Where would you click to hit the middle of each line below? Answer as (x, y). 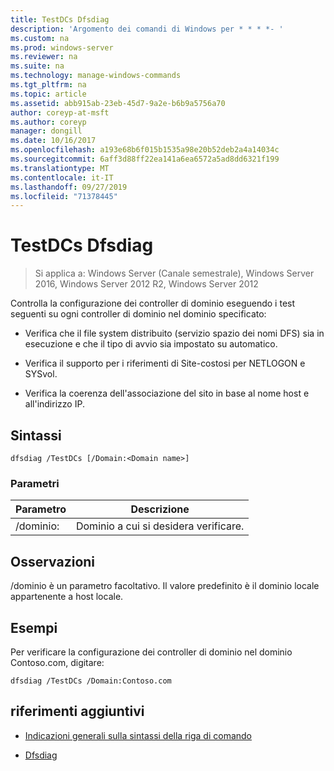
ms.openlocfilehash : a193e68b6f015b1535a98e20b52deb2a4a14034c (145, 150)
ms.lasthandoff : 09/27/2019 (69, 187)
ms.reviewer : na (44, 57)
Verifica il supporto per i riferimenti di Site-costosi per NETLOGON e (165, 363)
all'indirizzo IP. (54, 404)
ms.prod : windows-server (62, 47)
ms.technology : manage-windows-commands (96, 76)
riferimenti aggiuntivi (77, 711)
